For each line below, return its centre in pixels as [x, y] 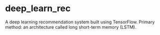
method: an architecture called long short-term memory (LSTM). [71, 27]
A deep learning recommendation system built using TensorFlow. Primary [80, 22]
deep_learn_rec [38, 9]
